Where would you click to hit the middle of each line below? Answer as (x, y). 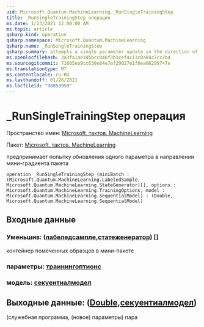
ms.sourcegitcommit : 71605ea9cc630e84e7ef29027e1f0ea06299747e (89, 63)
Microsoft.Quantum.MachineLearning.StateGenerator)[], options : (91, 185)
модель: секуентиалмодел (49, 283)
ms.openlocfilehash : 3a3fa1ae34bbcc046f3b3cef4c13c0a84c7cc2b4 (89, 57)
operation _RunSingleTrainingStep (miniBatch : (68, 174)
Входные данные (41, 220)
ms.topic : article (30, 29)
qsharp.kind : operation (37, 35)
